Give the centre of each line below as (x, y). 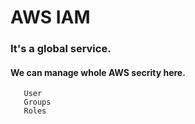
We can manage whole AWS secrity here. (98, 72)
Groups (37, 102)
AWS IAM (50, 17)
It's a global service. (61, 49)
